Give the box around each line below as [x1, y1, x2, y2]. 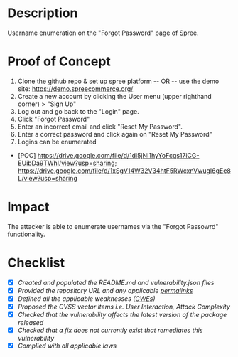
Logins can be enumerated [17, 137, 97, 146]
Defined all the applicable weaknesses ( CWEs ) [17, 294, 156, 303]
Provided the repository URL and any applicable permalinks [17, 286, 193, 294]
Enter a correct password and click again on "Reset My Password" [17, 129, 213, 138]
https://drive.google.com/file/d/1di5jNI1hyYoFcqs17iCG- [37, 151, 200, 159]
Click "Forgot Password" [17, 114, 90, 123]
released [17, 319, 44, 327]
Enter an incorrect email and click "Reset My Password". [17, 122, 183, 131]
